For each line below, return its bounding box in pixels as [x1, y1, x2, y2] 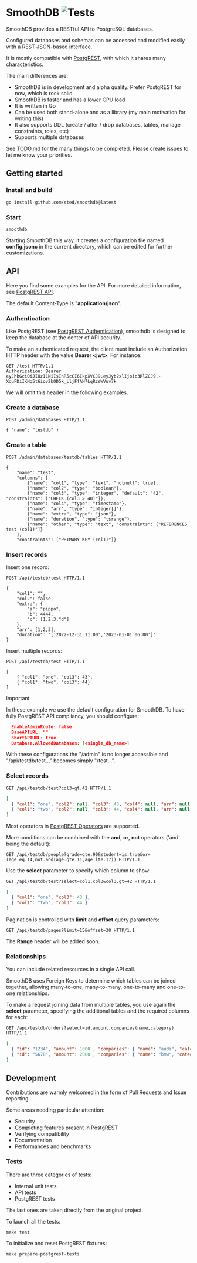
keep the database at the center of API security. [6, 334, 122, 341]
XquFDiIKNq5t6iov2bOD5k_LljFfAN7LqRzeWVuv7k [6, 379, 117, 385]
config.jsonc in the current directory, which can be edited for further [6, 243, 173, 250]
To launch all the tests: [6, 1218, 60, 1225]
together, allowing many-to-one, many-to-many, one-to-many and [6, 984, 166, 991]
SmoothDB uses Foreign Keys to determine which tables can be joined [6, 977, 176, 984]
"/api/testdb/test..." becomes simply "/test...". [6, 757, 116, 764]
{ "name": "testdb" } [6, 427, 59, 433]
